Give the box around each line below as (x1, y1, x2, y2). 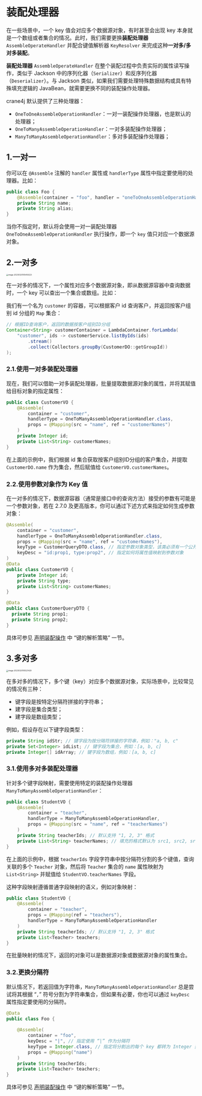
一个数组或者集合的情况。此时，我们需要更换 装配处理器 (11, 34, 148, 41)
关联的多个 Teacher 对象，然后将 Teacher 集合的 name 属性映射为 (6, 863, 164, 870)
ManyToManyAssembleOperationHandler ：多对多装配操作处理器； (14, 133, 170, 140)
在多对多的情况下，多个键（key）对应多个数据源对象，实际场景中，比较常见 (6, 677, 194, 684)
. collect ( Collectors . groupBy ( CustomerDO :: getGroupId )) (28, 344, 168, 350)
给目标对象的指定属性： (6, 387, 64, 395)
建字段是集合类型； (14, 706, 63, 713)
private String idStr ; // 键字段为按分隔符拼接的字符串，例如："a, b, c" (6, 737, 179, 744)
